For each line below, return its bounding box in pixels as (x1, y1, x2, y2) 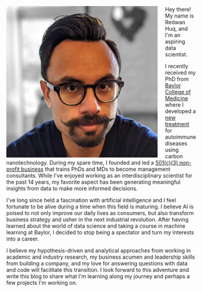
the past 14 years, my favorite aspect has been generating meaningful (6, 179, 181, 185)
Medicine (165, 95, 189, 102)
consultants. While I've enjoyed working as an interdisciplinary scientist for (6, 172, 192, 179)
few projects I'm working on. (6, 279, 77, 286)
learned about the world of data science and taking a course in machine (6, 222, 186, 230)
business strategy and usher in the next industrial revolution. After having (6, 216, 189, 223)
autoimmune (165, 133, 197, 141)
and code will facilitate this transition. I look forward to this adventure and (6, 267, 189, 273)
